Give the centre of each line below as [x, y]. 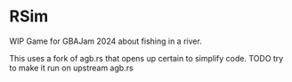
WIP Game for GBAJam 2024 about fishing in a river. [105, 41]
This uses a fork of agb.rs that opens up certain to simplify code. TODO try [146, 58]
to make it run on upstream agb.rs [71, 68]
